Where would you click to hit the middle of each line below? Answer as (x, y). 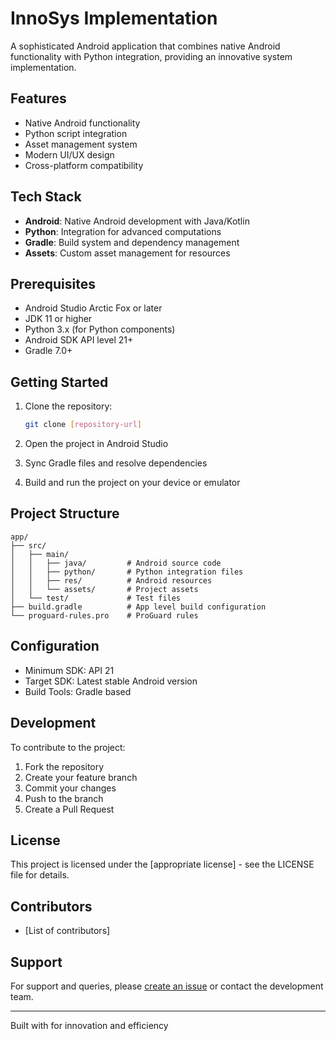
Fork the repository (64, 766)
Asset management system (81, 144)
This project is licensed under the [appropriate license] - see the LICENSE (162, 864)
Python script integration (76, 133)
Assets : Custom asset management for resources (127, 253)
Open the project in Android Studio (96, 444)
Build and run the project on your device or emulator (132, 483)
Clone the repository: (68, 406)
